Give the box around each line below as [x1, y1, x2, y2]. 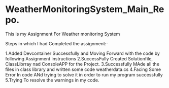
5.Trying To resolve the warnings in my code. [5, 77, 99, 83]
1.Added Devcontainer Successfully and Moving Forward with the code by [5, 50, 160, 56]
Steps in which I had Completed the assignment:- [5, 40, 109, 46]
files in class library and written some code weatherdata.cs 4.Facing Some [5, 66, 161, 72]
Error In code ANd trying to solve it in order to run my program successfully [5, 71, 163, 77]
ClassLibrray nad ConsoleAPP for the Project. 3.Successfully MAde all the [5, 61, 160, 67]
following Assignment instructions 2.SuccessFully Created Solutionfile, [5, 55, 153, 61]
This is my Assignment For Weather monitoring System [5, 31, 120, 37]
